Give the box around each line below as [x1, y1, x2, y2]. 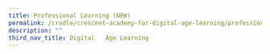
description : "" [8, 26, 63, 34]
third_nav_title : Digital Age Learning [8, 33, 149, 42]
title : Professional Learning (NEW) [8, 11, 131, 20]
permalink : [8, 19, 45, 27]
